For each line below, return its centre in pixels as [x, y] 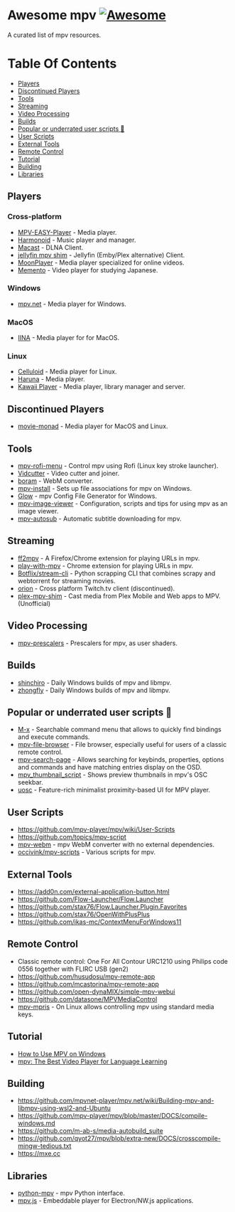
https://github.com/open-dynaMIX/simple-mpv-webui [96, 992]
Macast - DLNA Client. [50, 247]
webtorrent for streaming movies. [66, 580]
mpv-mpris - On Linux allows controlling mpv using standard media [116, 1006]
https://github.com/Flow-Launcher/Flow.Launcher [91, 899]
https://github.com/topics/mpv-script [72, 837]
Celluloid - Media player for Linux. [67, 372]
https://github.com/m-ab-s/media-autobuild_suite [90, 1131]
